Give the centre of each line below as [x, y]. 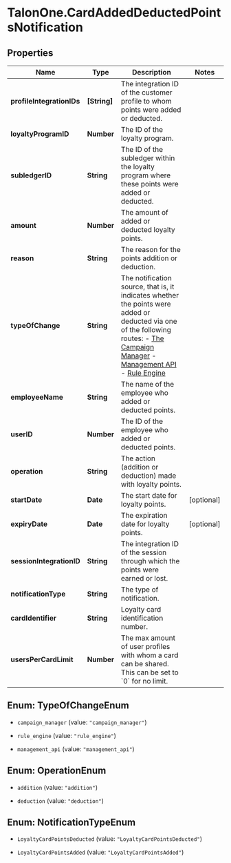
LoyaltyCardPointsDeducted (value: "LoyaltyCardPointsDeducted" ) [110, 839]
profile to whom [146, 101]
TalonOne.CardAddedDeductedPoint [114, 13]
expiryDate [29, 524]
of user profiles [145, 647]
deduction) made [148, 476]
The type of [140, 590]
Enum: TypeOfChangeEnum [68, 706]
